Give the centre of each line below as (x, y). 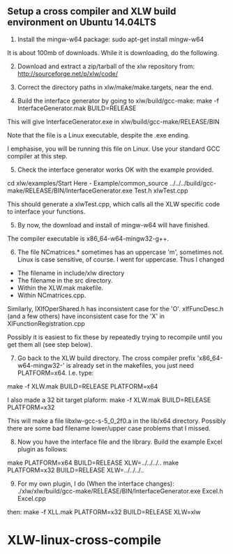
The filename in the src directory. (65, 280)
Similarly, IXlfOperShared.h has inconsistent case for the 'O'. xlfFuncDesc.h (115, 308)
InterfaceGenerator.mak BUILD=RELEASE (77, 108)
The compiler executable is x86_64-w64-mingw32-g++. (88, 238)
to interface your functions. (46, 211)
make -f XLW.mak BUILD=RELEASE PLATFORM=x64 (83, 386)
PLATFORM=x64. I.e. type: (55, 373)
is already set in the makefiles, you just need (130, 365)
